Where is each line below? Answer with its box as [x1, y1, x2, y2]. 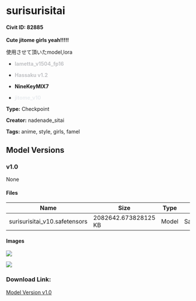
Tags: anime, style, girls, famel [6, 128, 80, 135]
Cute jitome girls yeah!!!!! [6, 37, 69, 44]
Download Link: [6, 275, 51, 283]
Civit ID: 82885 [6, 23, 44, 30]
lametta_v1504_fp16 [14, 60, 64, 68]
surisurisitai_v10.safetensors [9, 218, 88, 226]
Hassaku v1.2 [14, 72, 48, 79]
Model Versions [6, 145, 65, 155]
